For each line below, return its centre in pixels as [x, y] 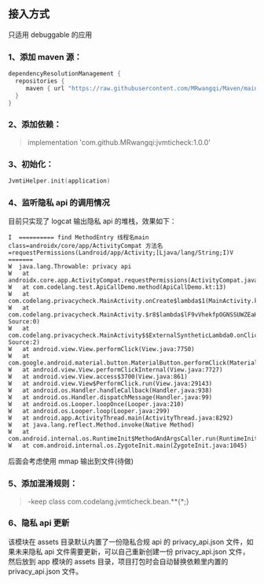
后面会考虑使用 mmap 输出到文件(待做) [71, 461]
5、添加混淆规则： [43, 484]
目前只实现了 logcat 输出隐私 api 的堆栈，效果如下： [92, 221]
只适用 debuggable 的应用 [50, 35]
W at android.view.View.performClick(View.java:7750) [101, 349]
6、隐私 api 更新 [39, 523]
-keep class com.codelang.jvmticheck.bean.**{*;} [108, 501]
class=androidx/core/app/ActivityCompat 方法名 [86, 246]
